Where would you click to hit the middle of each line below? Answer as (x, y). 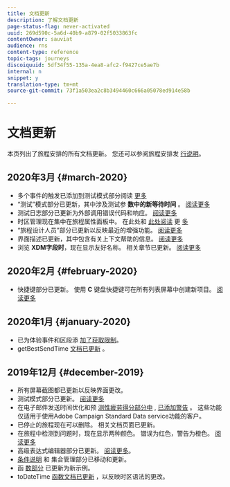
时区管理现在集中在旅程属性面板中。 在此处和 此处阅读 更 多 (103, 221)
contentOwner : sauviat (40, 39)
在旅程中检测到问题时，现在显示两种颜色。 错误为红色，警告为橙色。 (115, 434)
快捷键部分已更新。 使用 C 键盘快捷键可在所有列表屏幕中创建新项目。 (116, 289)
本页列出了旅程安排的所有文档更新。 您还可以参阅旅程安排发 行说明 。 (106, 154)
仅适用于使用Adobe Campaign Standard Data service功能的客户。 (111, 416)
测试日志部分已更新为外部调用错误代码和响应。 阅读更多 (97, 212)
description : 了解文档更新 (43, 20)
